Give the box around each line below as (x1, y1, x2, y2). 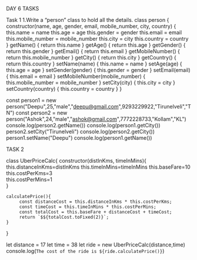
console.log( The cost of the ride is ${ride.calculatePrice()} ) (6, 248, 165, 254)
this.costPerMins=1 (6, 176, 53, 183)
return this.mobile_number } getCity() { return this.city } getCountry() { (6, 54, 176, 61)
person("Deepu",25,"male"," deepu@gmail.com (6, 103, 119, 110)
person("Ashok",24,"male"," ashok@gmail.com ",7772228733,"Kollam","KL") (6, 116, 186, 123)
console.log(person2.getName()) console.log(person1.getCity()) (6, 122, 161, 129)
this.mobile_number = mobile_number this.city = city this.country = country (6, 35, 189, 42)
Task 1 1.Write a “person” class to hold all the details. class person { (6, 17, 169, 23)
